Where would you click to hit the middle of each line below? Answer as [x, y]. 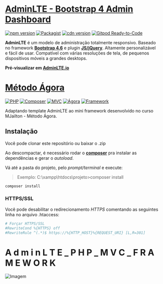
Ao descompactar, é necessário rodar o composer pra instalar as [71, 153]
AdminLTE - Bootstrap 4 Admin [69, 9]
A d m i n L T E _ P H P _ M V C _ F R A [80, 252]
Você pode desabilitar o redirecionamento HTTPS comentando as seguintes [82, 209]
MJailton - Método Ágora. [31, 116]
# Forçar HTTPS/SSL [25, 224]
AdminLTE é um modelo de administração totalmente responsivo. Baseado [81, 42]
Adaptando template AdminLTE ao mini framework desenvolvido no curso [79, 111]
